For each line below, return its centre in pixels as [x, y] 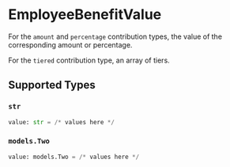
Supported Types [52, 85]
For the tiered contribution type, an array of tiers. [89, 60]
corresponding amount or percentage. [70, 44]
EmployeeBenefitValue [85, 15]
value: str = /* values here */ [61, 122]
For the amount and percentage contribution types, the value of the [115, 36]
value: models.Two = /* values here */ [74, 157]
